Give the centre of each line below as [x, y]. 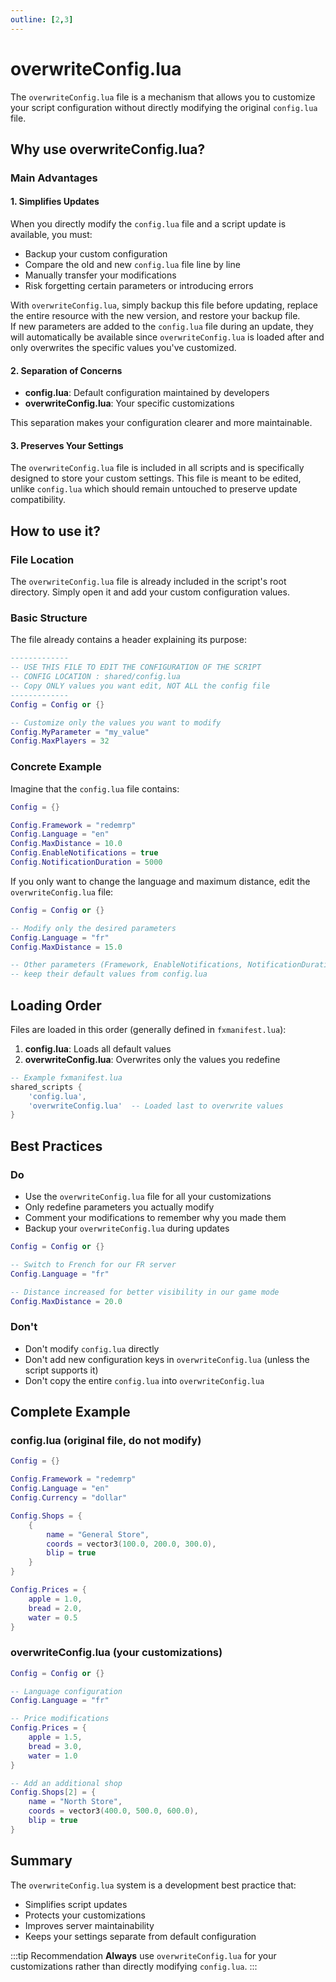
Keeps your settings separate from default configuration [140, 1936]
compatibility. [38, 500]
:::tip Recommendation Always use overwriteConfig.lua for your [143, 1955]
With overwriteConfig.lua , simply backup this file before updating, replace [164, 305]
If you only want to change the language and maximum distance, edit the [160, 881]
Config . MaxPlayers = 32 [60, 741]
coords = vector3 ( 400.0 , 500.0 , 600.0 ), [113, 1811]
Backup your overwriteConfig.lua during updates [127, 1228]
